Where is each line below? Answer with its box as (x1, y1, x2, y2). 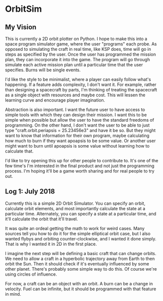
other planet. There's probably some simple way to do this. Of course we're (5, 266, 157, 272)
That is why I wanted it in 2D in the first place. (5, 241, 97, 247)
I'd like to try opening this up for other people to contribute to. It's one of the (5, 158, 159, 163)
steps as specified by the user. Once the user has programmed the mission (5, 51, 156, 57)
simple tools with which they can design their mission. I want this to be (5, 112, 147, 118)
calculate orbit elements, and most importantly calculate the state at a (5, 205, 145, 211)
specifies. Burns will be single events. (5, 67, 81, 73)
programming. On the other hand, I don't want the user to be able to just (5, 122, 150, 128)
